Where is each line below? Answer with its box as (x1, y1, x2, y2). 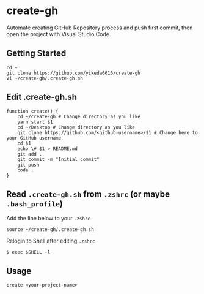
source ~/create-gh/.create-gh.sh (6, 227, 95, 233)
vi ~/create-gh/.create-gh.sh (6, 75, 84, 81)
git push (17, 162, 40, 168)
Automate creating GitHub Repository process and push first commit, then (6, 24, 193, 31)
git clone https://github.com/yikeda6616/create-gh (6, 70, 140, 76)
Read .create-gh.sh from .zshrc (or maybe (6, 189, 170, 199)
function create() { (6, 108, 59, 114)
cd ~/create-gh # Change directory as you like (17, 113, 140, 119)
